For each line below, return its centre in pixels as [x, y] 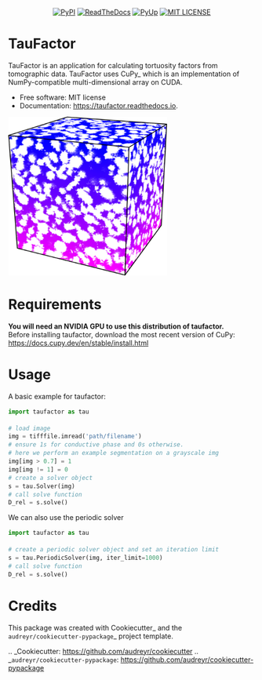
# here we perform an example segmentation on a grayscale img [114, 453]
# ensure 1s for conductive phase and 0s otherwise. [96, 445]
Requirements [55, 305]
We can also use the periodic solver [66, 518]
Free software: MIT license [62, 97]
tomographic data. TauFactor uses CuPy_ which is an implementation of [124, 74]
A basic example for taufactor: [57, 396]
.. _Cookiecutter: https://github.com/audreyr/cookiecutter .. [103, 651]
